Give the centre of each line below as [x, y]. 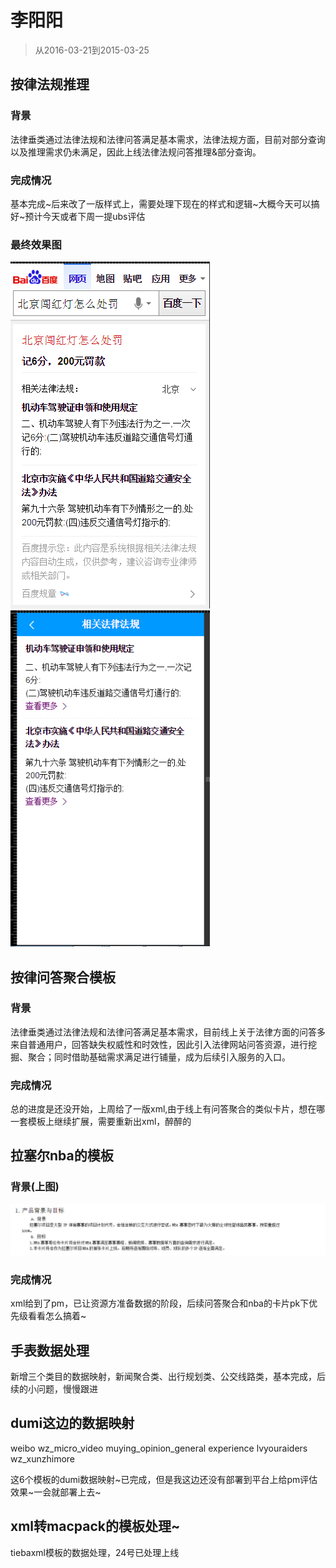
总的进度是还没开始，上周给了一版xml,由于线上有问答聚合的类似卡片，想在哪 [168, 1109]
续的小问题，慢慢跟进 [54, 1389]
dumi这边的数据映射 [72, 1423]
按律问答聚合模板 [63, 977]
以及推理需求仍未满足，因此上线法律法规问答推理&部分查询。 [136, 152]
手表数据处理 [50, 1350]
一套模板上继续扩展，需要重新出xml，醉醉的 [101, 1122]
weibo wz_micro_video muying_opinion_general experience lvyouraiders [159, 1448]
